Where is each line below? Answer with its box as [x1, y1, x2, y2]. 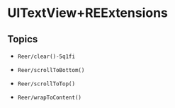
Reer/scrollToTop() [17, 80, 76, 88]
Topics [7, 33, 38, 45]
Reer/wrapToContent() [17, 94, 81, 101]
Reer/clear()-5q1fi [17, 53, 76, 60]
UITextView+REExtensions [7, 5, 169, 21]
